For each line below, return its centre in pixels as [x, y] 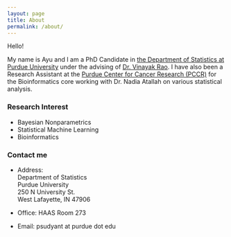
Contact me [27, 155]
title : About [26, 20]
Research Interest [38, 107]
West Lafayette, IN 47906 [54, 199]
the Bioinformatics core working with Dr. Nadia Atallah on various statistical [114, 82]
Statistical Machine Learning [58, 130]
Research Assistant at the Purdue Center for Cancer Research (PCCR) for [112, 74]
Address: [30, 170]
